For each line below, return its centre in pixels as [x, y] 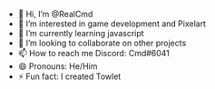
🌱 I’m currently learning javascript [81, 33]
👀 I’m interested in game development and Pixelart [112, 24]
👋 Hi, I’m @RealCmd [55, 14]
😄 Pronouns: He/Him [58, 66]
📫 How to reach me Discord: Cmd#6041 [94, 53]
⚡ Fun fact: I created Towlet [69, 76]
